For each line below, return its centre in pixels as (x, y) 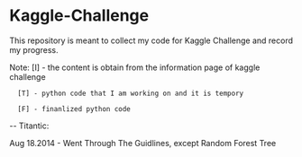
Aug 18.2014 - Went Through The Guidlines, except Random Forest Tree (143, 143)
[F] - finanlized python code (74, 109)
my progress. (34, 49)
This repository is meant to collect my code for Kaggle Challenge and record (151, 40)
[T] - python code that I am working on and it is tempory (131, 93)
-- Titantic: (29, 126)
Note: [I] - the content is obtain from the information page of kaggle (135, 67)
